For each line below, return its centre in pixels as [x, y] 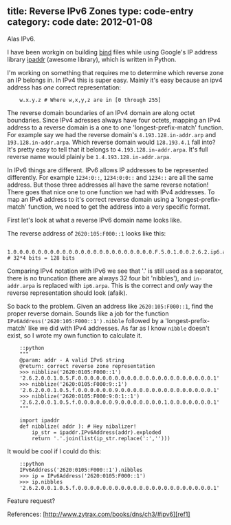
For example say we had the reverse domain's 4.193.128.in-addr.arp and [112, 134]
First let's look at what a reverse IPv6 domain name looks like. [95, 220]
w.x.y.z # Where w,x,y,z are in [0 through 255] [90, 100]
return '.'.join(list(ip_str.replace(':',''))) [101, 438]
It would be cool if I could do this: [54, 451]
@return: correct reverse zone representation [87, 366]
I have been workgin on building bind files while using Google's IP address [112, 52]
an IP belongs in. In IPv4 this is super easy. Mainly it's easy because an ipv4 [115, 80]
